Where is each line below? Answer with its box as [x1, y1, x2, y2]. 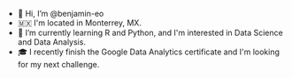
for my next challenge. [17, 60, 100, 69]
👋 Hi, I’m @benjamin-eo [17, 9, 104, 18]
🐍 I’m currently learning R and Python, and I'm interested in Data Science [17, 27, 283, 38]
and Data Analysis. [17, 37, 87, 47]
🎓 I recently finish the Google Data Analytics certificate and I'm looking [17, 46, 280, 57]
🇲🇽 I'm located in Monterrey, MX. [17, 18, 142, 28]
